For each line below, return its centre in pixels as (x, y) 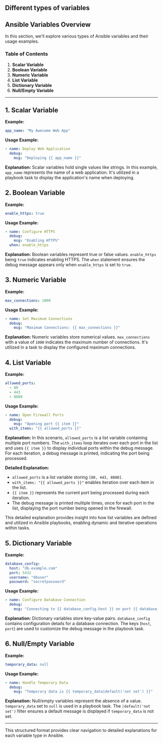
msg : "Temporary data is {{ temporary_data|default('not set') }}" (83, 692)
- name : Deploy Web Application (38, 149)
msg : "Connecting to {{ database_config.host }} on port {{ (76, 609)
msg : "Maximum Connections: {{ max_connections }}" (67, 328)
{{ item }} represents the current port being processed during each (81, 493)
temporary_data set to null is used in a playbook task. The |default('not (78, 706)
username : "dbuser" (29, 577)
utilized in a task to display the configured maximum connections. (71, 347)
